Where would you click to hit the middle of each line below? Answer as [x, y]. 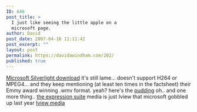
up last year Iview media [36, 103]
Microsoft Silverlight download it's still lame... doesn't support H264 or [92, 78]
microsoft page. [31, 28]
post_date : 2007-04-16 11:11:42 [46, 39]
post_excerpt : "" [27, 45]
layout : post [22, 50]
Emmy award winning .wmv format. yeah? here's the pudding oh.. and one [96, 90]
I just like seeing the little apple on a [64, 22]
